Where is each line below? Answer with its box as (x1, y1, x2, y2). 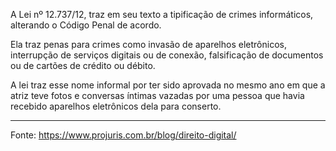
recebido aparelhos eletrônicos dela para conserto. (10, 100, 222, 112)
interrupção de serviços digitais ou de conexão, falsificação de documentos (10, 49, 324, 61)
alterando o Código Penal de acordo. (10, 19, 162, 31)
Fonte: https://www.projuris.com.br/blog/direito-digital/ (10, 129, 237, 141)
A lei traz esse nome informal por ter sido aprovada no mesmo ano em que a (10, 79, 326, 91)
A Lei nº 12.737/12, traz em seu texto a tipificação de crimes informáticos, (10, 9, 314, 20)
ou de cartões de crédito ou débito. (10, 60, 156, 71)
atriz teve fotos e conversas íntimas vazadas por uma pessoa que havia (10, 90, 305, 101)
